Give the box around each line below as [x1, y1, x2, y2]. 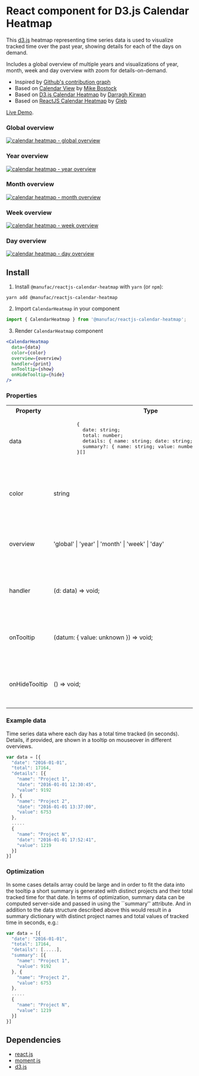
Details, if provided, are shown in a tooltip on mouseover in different [6, 736, 172, 743]
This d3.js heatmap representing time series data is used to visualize [6, 36, 174, 43]
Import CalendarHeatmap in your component [14, 305, 120, 312]
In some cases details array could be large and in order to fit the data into [6, 881, 185, 888]
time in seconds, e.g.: [6, 919, 59, 926]
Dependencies [6, 1034, 61, 1045]
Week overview [6, 208, 52, 217]
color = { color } [11, 350, 46, 356]
